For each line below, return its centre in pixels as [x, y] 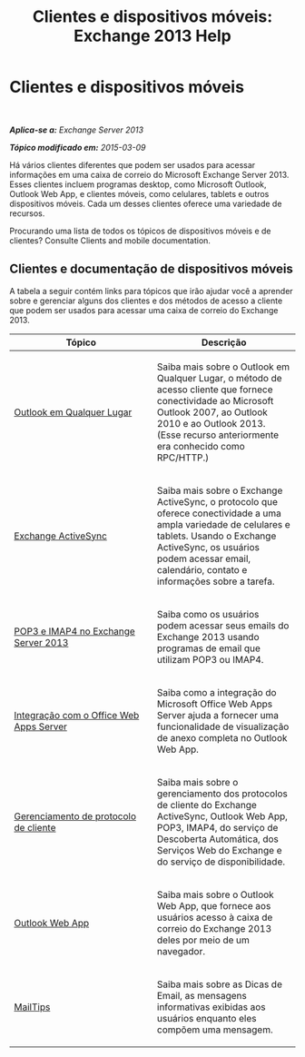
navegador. [182, 951]
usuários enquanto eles [207, 1018]
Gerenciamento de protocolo [75, 816]
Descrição [224, 342]
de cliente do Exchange [207, 805]
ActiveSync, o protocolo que [218, 501]
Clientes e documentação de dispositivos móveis [151, 269]
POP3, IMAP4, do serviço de [218, 827]
